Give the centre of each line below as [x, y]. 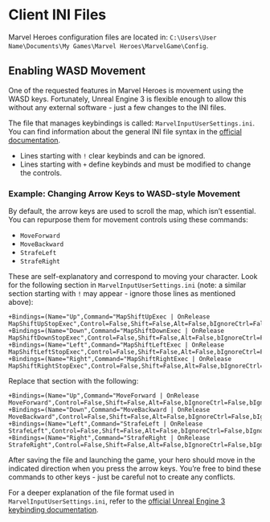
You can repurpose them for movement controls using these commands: [128, 220]
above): [21, 302]
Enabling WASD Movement [77, 71]
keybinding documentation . [53, 510]
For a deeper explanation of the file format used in [91, 493]
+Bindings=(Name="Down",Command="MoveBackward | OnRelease [109, 410]
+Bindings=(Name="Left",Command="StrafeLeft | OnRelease [106, 424]
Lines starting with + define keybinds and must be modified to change [135, 164]
